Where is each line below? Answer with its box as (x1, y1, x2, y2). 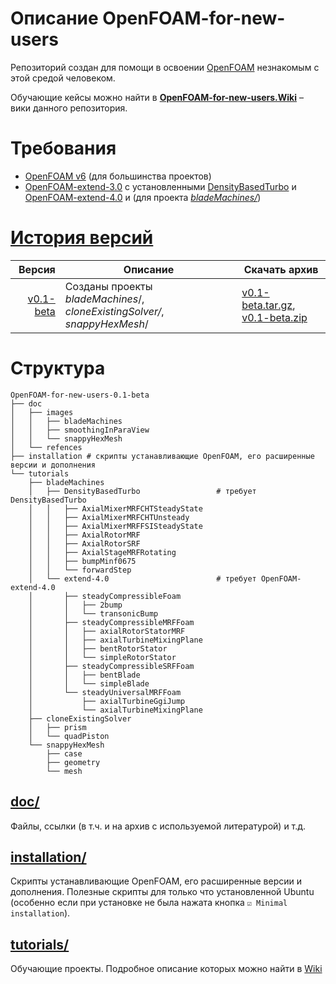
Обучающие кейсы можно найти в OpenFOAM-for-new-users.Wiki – (10, 91, 304, 103)
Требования (10, 137, 117, 160)
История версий (10, 227, 154, 249)
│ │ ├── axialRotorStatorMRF (28, 626, 186, 636)
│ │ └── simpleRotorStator (28, 652, 177, 662)
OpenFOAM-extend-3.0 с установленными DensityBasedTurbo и (24, 180, 297, 192)
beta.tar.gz (241, 298, 293, 312)
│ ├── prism (28, 722, 87, 732)
